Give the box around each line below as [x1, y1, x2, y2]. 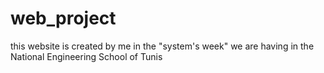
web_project [10, 7, 117, 30]
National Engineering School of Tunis [10, 50, 163, 62]
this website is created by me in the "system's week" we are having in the [10, 40, 315, 52]
